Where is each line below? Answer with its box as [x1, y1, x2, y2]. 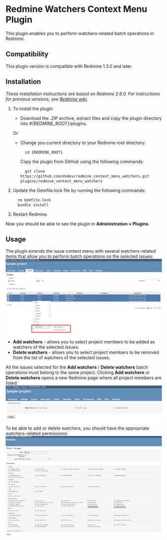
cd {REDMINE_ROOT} [24, 150, 63, 155]
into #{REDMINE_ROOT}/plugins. [20, 120, 87, 126]
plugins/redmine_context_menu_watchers [20, 178, 103, 184]
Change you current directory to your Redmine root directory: [20, 140, 146, 146]
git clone [24, 168, 45, 174]
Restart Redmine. [12, 211, 49, 217]
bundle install [17, 202, 49, 208]
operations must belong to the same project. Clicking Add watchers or [5, 369, 150, 375]
